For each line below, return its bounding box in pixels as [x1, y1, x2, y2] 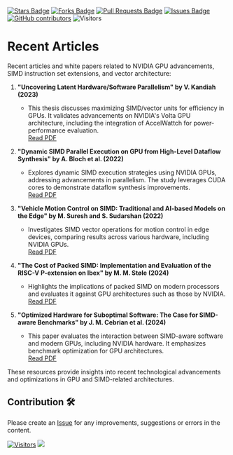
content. [7, 426, 31, 434]
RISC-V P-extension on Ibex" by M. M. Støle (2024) [17, 269, 169, 277]
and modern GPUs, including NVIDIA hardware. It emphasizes [27, 339, 206, 347]
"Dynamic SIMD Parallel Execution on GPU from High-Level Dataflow [17, 147, 222, 156]
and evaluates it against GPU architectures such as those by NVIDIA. [27, 290, 226, 298]
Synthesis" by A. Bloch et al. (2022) [17, 154, 124, 163]
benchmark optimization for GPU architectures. [27, 346, 164, 355]
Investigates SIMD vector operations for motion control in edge [27, 225, 210, 233]
